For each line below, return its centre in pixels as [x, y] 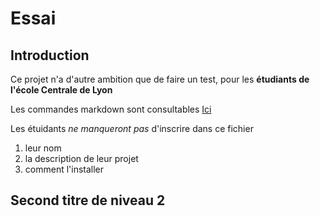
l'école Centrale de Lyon [61, 90]
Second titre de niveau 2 [88, 200]
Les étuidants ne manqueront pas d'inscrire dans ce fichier [132, 128]
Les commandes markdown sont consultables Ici [111, 109]
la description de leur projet [81, 158]
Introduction [50, 55]
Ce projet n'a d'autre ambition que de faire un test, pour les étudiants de [160, 79]
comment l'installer [64, 169]
